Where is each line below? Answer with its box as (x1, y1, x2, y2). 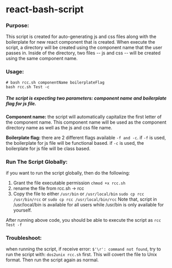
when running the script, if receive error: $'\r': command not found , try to (6, 246, 161, 252)
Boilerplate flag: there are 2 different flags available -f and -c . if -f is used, (6, 135, 166, 141)
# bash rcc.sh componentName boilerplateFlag (6, 80, 104, 85)
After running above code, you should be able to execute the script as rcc (6, 217, 161, 223)
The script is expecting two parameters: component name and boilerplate (6, 95, 167, 101)
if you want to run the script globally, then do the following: (6, 170, 130, 176)
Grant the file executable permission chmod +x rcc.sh (13, 180, 126, 186)
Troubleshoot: (6, 234, 42, 241)
